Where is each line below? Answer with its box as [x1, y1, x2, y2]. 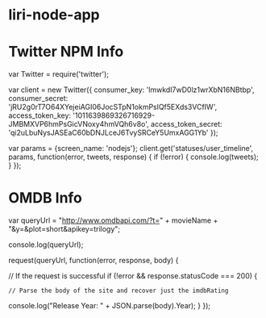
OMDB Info [8, 189, 83, 207]
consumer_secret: [8, 94, 69, 103]
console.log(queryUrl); [8, 240, 84, 249]
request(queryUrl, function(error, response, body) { [8, 256, 179, 266]
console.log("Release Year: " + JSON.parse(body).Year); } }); [8, 301, 211, 311]
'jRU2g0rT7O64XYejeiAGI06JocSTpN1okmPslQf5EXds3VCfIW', [8, 103, 218, 112]
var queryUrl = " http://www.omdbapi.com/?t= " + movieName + [8, 215, 218, 225]
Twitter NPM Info [8, 43, 124, 61]
